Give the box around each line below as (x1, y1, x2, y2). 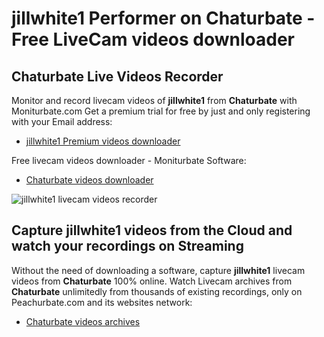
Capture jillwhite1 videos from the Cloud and (11, 222, 293, 239)
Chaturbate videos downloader (25, 174, 154, 186)
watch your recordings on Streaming (11, 238, 244, 255)
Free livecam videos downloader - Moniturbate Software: (11, 155, 247, 166)
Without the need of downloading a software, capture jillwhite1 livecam (11, 264, 306, 276)
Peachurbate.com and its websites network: (11, 296, 193, 308)
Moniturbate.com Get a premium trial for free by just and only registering (11, 105, 311, 117)
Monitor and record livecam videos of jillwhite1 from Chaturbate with (11, 95, 298, 106)
